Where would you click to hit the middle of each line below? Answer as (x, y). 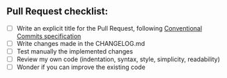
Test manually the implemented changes (75, 51)
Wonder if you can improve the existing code (81, 67)
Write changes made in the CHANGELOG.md (81, 43)
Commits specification (49, 36)
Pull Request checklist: (57, 11)
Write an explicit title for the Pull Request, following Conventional (109, 28)
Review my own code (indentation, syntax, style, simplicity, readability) (118, 59)
